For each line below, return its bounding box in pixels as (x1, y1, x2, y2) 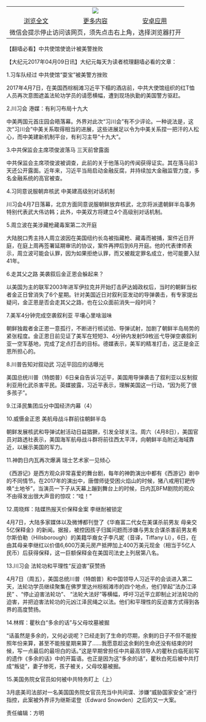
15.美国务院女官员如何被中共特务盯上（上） (6, 675, 115, 683)
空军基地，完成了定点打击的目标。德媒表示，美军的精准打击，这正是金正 (17, 340, 200, 347)
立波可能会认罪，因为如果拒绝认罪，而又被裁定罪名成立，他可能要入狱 (22, 249, 200, 257)
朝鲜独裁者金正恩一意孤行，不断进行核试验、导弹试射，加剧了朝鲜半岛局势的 (6, 325, 200, 332)
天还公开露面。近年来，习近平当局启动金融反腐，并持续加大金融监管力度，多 (6, 167, 200, 174)
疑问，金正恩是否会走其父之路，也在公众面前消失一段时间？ (6, 298, 157, 306)
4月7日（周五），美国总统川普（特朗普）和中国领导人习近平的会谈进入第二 (6, 576, 193, 582)
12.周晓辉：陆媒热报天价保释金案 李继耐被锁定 (6, 506, 123, 512)
